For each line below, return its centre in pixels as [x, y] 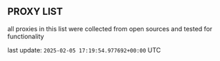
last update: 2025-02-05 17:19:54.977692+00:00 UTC [84, 50]
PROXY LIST [35, 12]
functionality [26, 36]
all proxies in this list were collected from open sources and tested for [110, 28]
